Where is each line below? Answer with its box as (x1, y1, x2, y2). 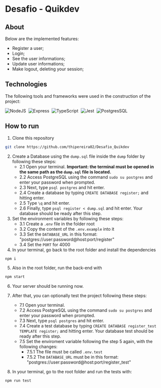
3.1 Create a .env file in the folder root (19, 221, 95, 227)
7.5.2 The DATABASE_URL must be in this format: (26, 354, 119, 360)
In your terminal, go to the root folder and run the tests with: (12, 369, 132, 375)
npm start (5, 275, 25, 280)
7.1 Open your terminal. (19, 302, 65, 308)
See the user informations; (12, 56, 66, 62)
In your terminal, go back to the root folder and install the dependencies (12, 247, 156, 253)
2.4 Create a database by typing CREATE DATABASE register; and (19, 190, 149, 195)
